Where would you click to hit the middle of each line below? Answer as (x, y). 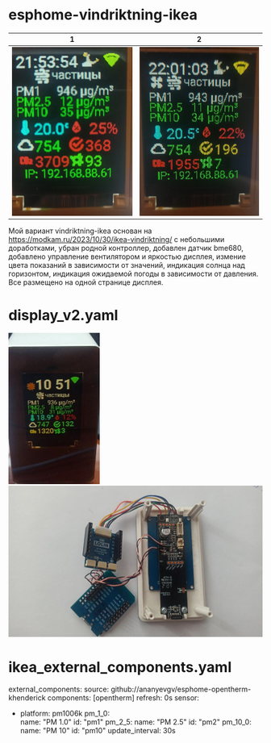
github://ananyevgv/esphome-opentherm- (181, 689)
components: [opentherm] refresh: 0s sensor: (123, 698)
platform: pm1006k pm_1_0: (65, 714)
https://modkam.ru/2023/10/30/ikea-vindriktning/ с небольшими (117, 240)
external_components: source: (59, 689)
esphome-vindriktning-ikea (103, 15)
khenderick (27, 698)
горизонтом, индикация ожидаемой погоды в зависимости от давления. (133, 274)
